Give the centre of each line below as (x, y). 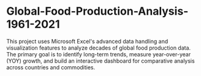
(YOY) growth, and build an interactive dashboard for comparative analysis (100, 61)
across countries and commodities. (51, 67)
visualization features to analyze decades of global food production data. (99, 48)
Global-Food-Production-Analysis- (97, 11)
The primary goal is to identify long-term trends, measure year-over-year (99, 54)
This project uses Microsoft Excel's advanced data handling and (87, 41)
